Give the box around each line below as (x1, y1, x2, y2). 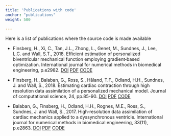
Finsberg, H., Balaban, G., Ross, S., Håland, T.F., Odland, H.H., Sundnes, (12, 77, 164, 83)
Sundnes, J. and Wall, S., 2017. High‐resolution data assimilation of (12, 108, 153, 115)
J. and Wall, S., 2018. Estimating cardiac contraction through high (12, 82, 150, 88)
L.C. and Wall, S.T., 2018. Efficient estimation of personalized (12, 51, 140, 57)
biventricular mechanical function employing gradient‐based (12, 56, 140, 62)
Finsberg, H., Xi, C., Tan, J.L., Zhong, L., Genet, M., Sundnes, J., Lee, (12, 46, 157, 52)
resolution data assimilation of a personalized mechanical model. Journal (12, 88, 166, 94)
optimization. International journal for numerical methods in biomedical (12, 62, 162, 68)
